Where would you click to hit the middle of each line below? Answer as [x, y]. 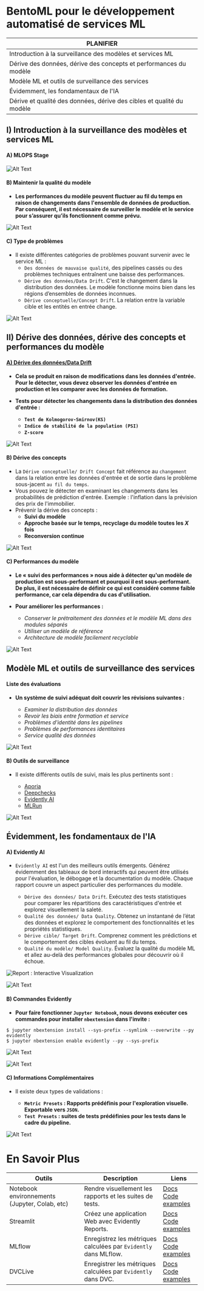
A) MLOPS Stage [28, 155]
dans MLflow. [103, 1254]
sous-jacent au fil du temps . [52, 484]
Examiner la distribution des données [71, 709]
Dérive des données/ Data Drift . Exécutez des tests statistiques [105, 897]
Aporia [32, 786]
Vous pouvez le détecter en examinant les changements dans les [96, 491]
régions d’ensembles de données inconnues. [80, 293]
